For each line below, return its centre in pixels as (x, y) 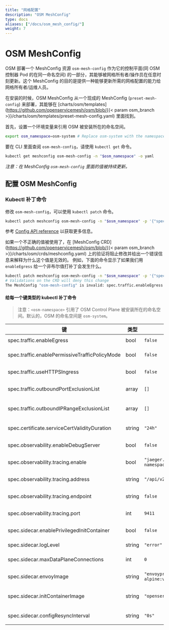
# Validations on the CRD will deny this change (57, 281)
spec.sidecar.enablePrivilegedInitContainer (59, 530)
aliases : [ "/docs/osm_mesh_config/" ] (45, 24)
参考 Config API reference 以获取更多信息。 (50, 231)
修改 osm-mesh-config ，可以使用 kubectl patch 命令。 (61, 211)
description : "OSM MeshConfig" (38, 15)
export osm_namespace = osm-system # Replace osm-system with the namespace (85, 136)
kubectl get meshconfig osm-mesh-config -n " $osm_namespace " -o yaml (80, 156)
